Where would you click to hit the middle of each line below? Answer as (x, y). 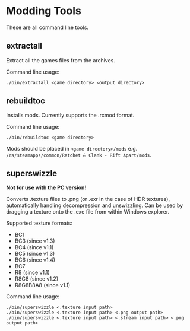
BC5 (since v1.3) (35, 254)
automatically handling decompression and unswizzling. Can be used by (95, 205)
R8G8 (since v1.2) (37, 279)
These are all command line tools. (47, 27)
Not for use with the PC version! (46, 187)
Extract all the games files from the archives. (61, 60)
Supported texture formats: (39, 223)
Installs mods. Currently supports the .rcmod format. (70, 115)
